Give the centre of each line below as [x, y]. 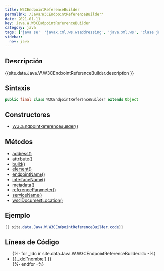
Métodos [19, 142]
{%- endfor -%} [28, 264]
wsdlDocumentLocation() [38, 200]
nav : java [19, 42]
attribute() [22, 159]
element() [22, 169]
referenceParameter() [34, 190]
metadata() [23, 185]
